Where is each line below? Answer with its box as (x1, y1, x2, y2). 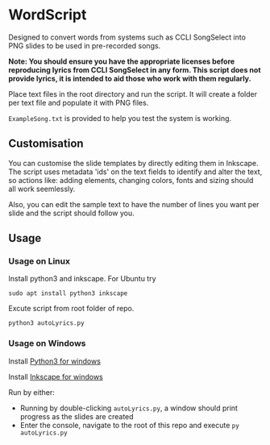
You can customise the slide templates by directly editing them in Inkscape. (8, 158, 260, 168)
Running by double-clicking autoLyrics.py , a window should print (19, 403, 238, 413)
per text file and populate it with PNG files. (8, 98, 149, 107)
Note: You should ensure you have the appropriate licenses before (8, 56, 235, 66)
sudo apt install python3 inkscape (8, 289, 128, 297)
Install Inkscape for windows (8, 372, 103, 381)
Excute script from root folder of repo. (8, 304, 135, 314)
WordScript (8, 6, 87, 24)
